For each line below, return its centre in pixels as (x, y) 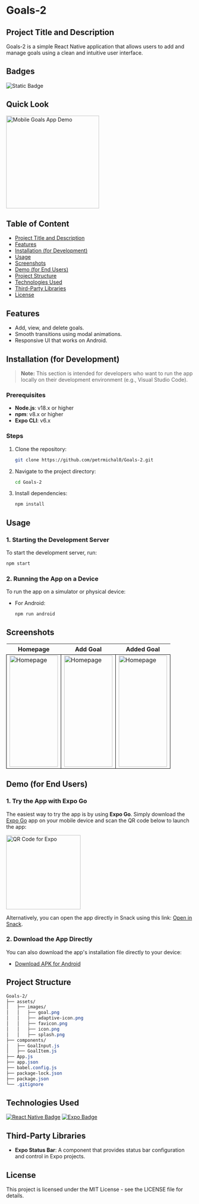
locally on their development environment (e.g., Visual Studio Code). (104, 380)
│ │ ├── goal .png (33, 1013)
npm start (18, 563)
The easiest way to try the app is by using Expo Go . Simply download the (96, 814)
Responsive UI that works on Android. (61, 340)
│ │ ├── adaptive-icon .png (45, 1018)
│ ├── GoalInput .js (33, 1045)
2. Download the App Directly (50, 939)
